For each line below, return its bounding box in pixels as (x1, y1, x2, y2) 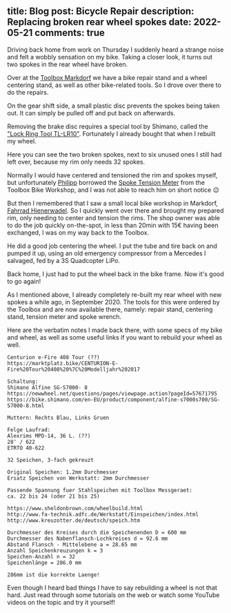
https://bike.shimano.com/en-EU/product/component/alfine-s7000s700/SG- (7, 396, 221, 403)
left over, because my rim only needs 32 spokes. (7, 157, 145, 166)
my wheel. (7, 137, 37, 145)
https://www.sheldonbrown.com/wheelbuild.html (7, 505, 143, 512)
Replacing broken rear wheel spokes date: (7, 17, 192, 28)
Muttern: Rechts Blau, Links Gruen (7, 414, 110, 421)
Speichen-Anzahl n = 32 (7, 553, 76, 560)
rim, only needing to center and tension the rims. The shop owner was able (7, 213, 221, 222)
